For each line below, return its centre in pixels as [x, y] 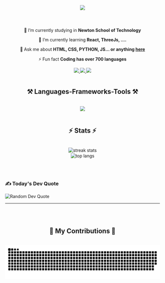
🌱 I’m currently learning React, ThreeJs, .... [82, 40]
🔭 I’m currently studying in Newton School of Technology [82, 30]
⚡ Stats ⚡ [82, 131]
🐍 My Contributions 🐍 [82, 231]
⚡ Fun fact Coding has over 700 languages [82, 59]
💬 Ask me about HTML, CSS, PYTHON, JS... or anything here [82, 49]
